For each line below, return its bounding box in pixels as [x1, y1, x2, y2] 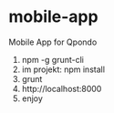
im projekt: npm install [21, 64, 106, 75]
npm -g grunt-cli [21, 54, 84, 65]
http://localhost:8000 [21, 83, 102, 94]
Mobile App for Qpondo [8, 36, 98, 47]
